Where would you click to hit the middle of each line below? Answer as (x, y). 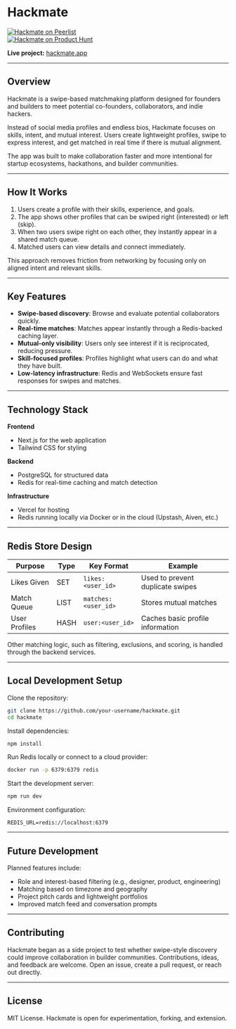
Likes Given (30, 582)
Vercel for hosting (43, 510)
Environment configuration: (47, 810)
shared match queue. (48, 239)
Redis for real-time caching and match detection (87, 483)
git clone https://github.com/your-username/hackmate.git (94, 710)
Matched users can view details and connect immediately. (101, 247)
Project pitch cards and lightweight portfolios (83, 896)
